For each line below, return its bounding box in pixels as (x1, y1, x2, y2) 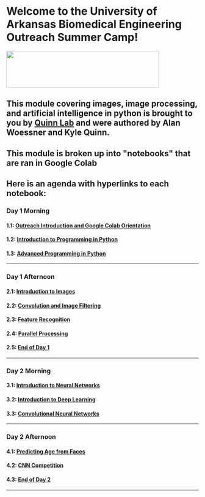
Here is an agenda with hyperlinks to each (6, 179, 170, 189)
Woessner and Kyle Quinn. (6, 127, 110, 138)
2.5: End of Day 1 (6, 344, 50, 351)
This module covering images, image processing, (6, 99, 198, 109)
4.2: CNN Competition (6, 461, 64, 469)
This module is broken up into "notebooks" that (6, 148, 191, 159)
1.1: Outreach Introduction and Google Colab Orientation (6, 222, 151, 229)
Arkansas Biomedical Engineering (6, 17, 182, 31)
